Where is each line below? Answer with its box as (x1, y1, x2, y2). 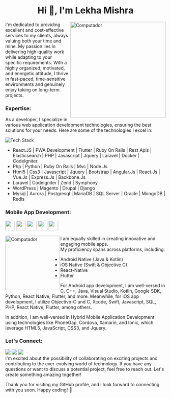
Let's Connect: (5, 337, 43, 344)
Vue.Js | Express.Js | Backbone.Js (12, 174, 85, 180)
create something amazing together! (5, 371, 81, 378)
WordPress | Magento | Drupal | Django (12, 185, 95, 191)
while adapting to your (5, 54, 52, 60)
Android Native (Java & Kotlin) (60, 256, 124, 262)
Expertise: (5, 105, 32, 112)
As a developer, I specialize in (5, 116, 68, 123)
